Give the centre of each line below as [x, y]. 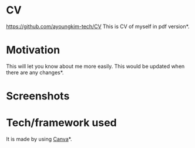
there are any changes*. [35, 72]
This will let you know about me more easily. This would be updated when [95, 66]
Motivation [33, 50]
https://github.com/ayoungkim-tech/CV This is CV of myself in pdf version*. [98, 26]
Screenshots [38, 96]
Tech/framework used [61, 123]
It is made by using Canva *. [39, 139]
